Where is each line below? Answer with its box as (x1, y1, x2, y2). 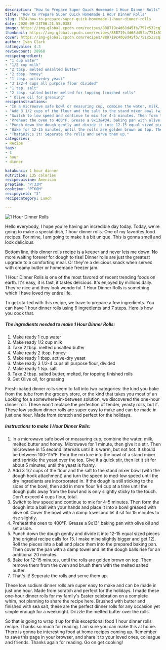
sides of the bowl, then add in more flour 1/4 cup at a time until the (12, 483, 148, 489)
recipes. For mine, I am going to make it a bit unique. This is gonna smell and (5, 234, 161, 240)
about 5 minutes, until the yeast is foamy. (12, 462, 96, 468)
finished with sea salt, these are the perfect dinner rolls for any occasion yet (5, 603, 160, 609)
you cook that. (5, 310, 35, 316)
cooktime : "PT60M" (5, 187, 43, 192)
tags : (5, 146, 16, 151)
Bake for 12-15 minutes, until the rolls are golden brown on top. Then (12, 557, 152, 563)
